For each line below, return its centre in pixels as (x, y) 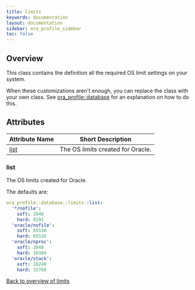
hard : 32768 (32, 270)
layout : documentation (34, 23)
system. (16, 79)
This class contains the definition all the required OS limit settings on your (97, 72)
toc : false (20, 34)
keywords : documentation (37, 17)
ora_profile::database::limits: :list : (54, 203)
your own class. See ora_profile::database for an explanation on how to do (98, 97)
